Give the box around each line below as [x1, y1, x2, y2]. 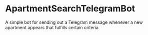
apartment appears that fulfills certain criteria [5, 24, 99, 30]
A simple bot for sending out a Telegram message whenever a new [5, 19, 143, 25]
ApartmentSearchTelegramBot [5, 3, 135, 14]
